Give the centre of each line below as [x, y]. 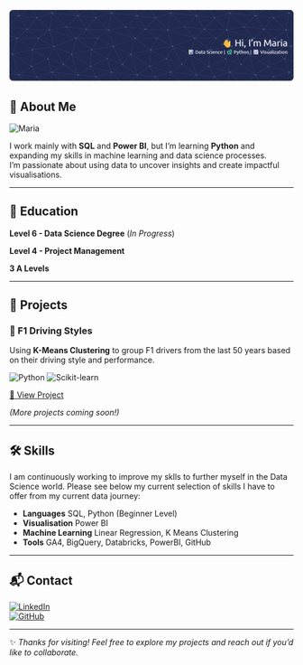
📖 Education [44, 212]
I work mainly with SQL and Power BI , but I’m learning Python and [132, 145]
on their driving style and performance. [82, 360]
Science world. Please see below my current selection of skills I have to [142, 487]
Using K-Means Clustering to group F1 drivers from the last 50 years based [150, 351]
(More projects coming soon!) [64, 413]
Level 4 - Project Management [67, 250]
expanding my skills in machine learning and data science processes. [138, 155]
